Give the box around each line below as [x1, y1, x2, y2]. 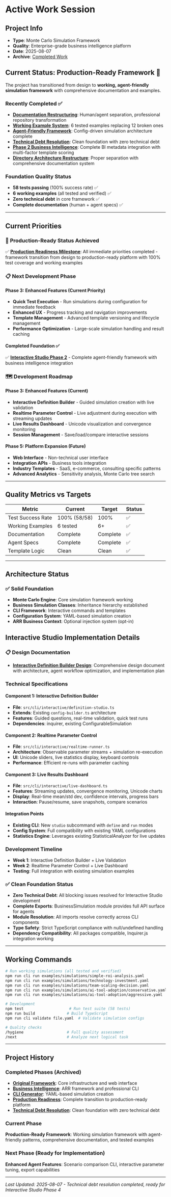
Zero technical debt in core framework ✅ [12, 196, 100, 202]
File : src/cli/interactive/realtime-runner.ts [12, 743, 110, 750]
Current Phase [5, 1120, 42, 1127]
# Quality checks [5, 1025, 42, 1030]
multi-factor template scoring [12, 149, 74, 156]
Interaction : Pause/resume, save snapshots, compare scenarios [12, 799, 148, 805]
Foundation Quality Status [5, 173, 71, 180]
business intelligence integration [5, 360, 73, 366]
